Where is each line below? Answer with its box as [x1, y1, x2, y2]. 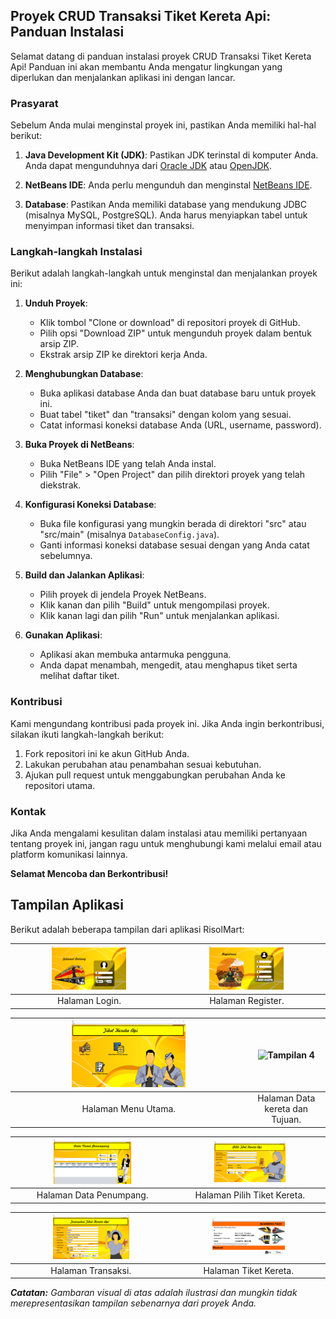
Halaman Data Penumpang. [36, 1189, 149, 1201]
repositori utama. [24, 779, 96, 791]
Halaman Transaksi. [50, 1264, 132, 1276]
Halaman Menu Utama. [81, 1103, 177, 1115]
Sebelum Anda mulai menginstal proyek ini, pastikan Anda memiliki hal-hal [10, 119, 317, 131]
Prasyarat [10, 96, 59, 110]
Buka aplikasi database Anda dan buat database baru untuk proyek [39, 387, 317, 399]
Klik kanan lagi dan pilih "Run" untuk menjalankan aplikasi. [39, 610, 280, 622]
